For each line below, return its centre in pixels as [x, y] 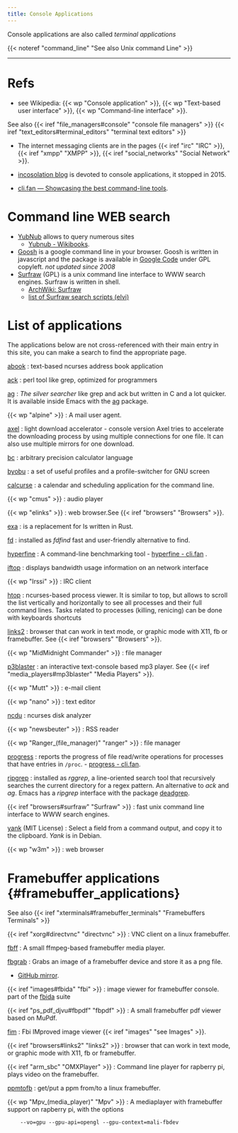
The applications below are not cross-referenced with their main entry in [113, 345]
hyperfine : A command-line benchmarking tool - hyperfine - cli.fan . [107, 554]
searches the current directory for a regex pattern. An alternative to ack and [118, 786]
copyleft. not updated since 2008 [66, 266]
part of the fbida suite [39, 997]
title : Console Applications [50, 14]
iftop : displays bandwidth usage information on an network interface [108, 568]
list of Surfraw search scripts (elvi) [79, 297]
